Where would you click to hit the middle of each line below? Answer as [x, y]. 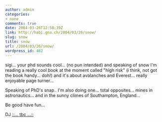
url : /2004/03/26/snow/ [30, 46]
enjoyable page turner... [29, 80]
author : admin [20, 10]
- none [12, 19]
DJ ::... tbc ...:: [19, 114]
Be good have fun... [25, 105]
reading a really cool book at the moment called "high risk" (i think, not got [81, 70]
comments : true [21, 23]
